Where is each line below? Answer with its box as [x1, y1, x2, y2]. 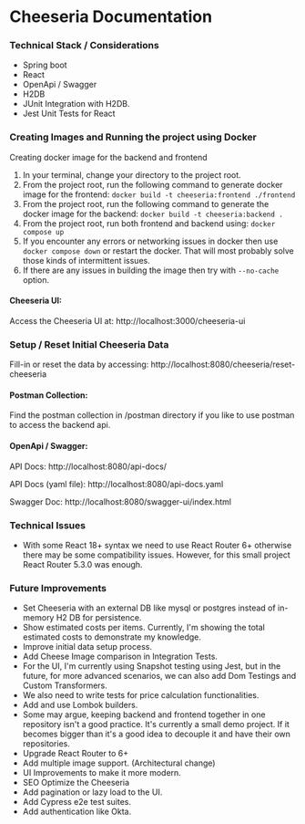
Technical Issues [9, 518, 86, 531]
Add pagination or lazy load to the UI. [22, 787, 163, 798]
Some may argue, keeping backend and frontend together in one [22, 709, 266, 720]
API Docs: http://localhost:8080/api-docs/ [9, 461, 167, 472]
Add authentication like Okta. [22, 806, 132, 818]
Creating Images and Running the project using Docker [9, 130, 258, 143]
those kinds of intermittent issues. [22, 255, 150, 266]
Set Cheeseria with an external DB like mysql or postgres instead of [22, 602, 276, 613]
